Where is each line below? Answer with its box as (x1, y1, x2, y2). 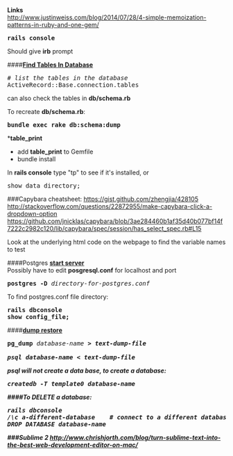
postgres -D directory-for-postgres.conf (7, 279, 150, 287)
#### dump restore (7, 326, 62, 334)
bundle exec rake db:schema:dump (7, 121, 121, 129)
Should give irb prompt (7, 47, 74, 55)
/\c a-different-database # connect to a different (7, 414, 198, 421)
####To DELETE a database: (7, 393, 92, 401)
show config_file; (7, 313, 70, 320)
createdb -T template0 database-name (7, 380, 136, 388)
